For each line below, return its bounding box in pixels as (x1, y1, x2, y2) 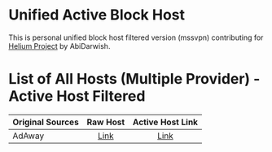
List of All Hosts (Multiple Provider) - (8, 70, 261, 89)
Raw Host (86, 116, 125, 128)
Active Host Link (133, 116, 198, 128)
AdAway (12, 130, 45, 141)
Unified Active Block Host (8, 6, 186, 24)
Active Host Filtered (8, 87, 146, 106)
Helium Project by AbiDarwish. (8, 41, 111, 50)
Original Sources (12, 116, 79, 128)
